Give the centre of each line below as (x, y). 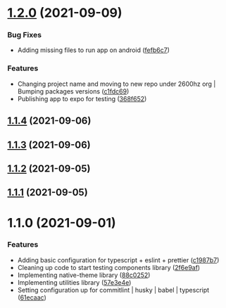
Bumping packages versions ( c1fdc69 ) (73, 91)
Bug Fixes (25, 35)
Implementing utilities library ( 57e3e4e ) (74, 282)
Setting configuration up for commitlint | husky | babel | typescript (113, 290)
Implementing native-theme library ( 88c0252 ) (84, 275)
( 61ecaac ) (32, 297)
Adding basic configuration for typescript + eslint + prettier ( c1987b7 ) (118, 260)
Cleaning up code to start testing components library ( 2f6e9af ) (109, 267)
